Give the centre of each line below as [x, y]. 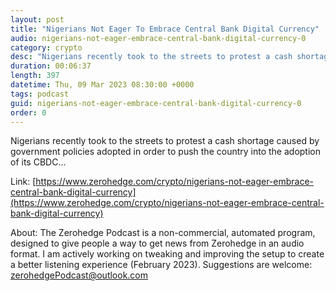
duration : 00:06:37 [51, 66]
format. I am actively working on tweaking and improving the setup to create [167, 254]
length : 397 [35, 76]
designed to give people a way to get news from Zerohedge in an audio [157, 243]
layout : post [37, 19]
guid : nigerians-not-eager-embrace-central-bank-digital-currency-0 [156, 103]
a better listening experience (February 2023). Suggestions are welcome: [161, 265]
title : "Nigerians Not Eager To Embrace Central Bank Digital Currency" [165, 29]
